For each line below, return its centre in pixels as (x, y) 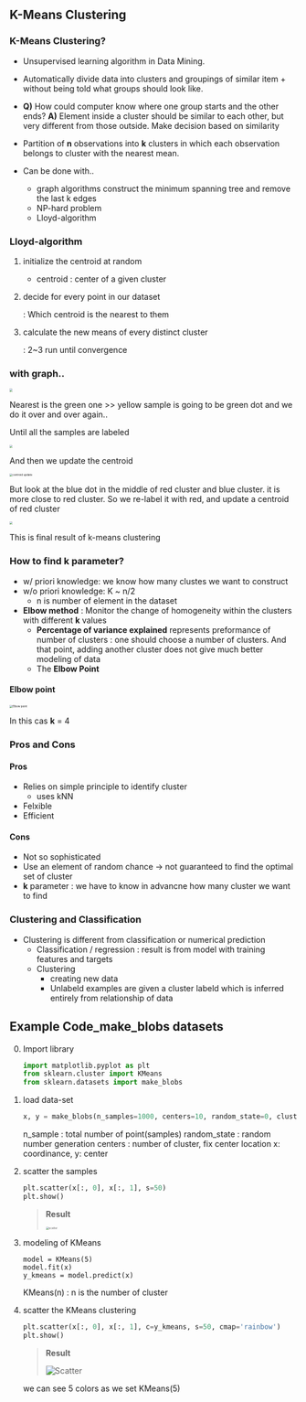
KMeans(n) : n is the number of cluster (95, 1292)
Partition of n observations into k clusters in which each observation (151, 143)
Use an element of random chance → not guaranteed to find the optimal (158, 867)
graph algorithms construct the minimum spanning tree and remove (163, 188)
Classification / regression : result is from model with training (151, 949)
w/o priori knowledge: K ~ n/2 (79, 591)
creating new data (84, 979)
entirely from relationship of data (111, 998)
